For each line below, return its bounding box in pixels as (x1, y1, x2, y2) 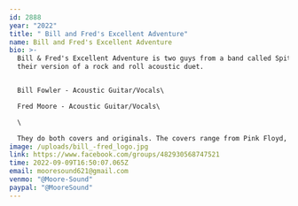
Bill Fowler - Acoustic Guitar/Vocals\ (17, 86, 165, 95)
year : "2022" (9, 21, 58, 30)
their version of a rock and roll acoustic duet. (17, 63, 204, 72)
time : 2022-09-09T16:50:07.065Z (9, 158, 129, 168)
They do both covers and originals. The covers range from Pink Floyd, (17, 134, 288, 142)
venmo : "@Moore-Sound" (9, 175, 93, 184)
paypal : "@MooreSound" (9, 183, 93, 192)
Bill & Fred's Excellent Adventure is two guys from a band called (17, 54, 272, 63)
